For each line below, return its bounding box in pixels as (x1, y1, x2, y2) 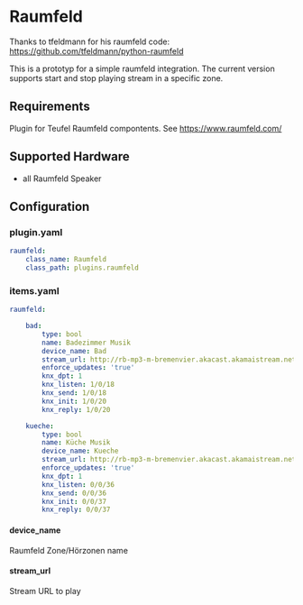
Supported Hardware (9, 149, 131, 164)
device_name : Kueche (41, 446, 119, 456)
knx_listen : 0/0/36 (41, 480, 115, 489)
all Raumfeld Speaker (22, 173, 102, 184)
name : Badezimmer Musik (41, 338, 131, 347)
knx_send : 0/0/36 (41, 489, 106, 498)
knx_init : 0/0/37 (41, 497, 106, 506)
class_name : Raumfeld (25, 255, 106, 264)
